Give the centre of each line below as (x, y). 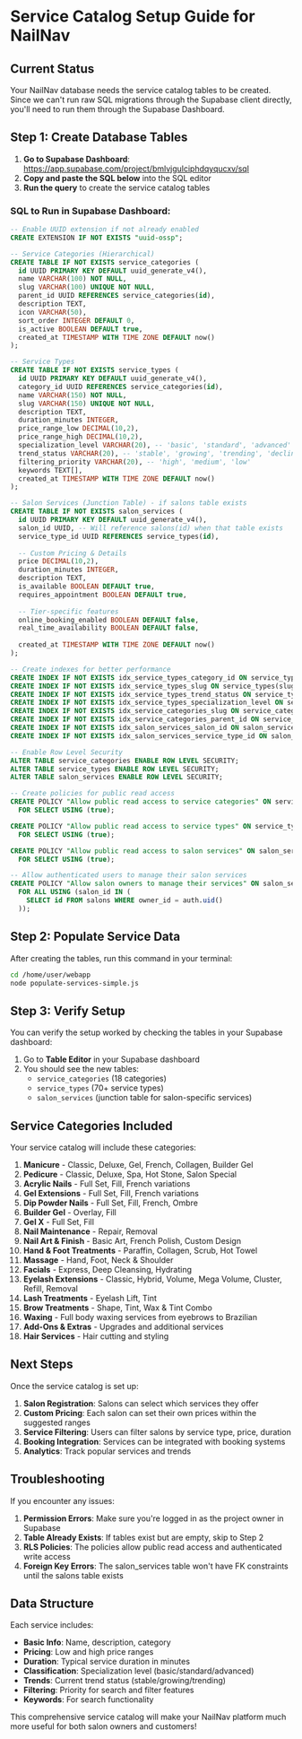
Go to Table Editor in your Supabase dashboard (112, 1059)
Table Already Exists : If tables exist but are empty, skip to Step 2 (143, 1537)
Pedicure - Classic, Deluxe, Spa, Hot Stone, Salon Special (129, 1174)
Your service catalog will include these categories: (103, 1148)
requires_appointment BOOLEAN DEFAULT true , (103, 595)
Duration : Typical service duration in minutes (107, 1662)
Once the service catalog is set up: (74, 1386)
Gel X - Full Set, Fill (59, 1222)
